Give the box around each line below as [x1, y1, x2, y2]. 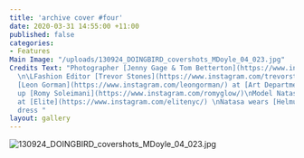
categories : [9, 38, 54, 48]
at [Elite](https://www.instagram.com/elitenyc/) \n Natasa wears [17, 97, 270, 107]
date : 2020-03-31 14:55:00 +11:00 [9, 22, 140, 31]
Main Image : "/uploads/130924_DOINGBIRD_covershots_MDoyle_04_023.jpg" [9, 55, 285, 64]
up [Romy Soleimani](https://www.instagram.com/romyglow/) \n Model [17, 88, 273, 98]
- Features [9, 47, 51, 56]
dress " [17, 106, 47, 115]
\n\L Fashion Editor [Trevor [17, 72, 124, 81]
